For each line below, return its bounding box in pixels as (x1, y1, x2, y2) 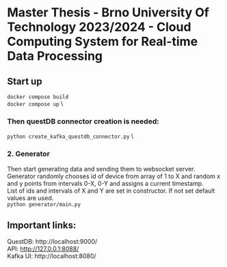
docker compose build (7, 94, 69, 100)
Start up (7, 75, 42, 87)
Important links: (7, 219, 77, 231)
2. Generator (7, 149, 50, 158)
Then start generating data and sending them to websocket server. (7, 165, 196, 173)
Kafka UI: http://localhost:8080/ (7, 252, 97, 260)
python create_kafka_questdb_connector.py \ (7, 132, 134, 141)
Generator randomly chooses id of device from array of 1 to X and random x (7, 172, 221, 180)
